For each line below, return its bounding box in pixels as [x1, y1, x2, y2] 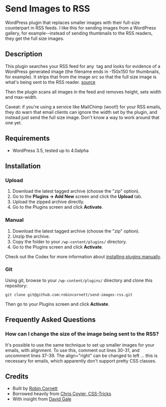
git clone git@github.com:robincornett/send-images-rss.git [5, 292, 133, 297]
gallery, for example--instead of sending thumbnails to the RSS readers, [5, 30, 153, 36]
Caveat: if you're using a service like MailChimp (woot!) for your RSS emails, [5, 103, 162, 110]
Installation [5, 162, 41, 170]
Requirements [5, 134, 50, 143]
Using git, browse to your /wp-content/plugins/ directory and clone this [5, 277, 153, 283]
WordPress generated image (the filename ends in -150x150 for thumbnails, [5, 68, 161, 74]
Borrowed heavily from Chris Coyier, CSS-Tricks [12, 391, 111, 397]
